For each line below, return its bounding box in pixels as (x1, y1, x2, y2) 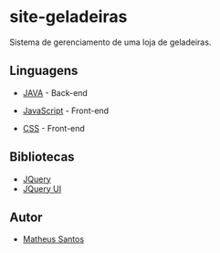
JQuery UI (22, 183, 62, 194)
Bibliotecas (9, 149, 75, 165)
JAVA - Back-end (22, 87, 89, 98)
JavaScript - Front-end (22, 105, 110, 116)
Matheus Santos (22, 234, 85, 245)
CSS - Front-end (22, 122, 85, 133)
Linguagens (9, 63, 79, 79)
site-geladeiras (9, 6, 128, 27)
